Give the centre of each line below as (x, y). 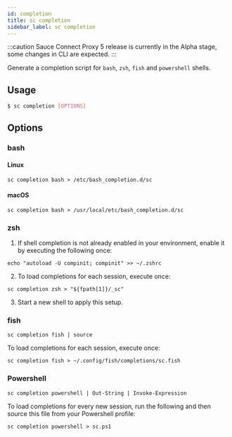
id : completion (30, 14)
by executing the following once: (65, 251)
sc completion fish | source (50, 335)
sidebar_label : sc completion (52, 27)
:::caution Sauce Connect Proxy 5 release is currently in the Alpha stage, (112, 47)
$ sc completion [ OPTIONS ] (47, 106)
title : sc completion (39, 20)
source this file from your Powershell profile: (71, 413)
